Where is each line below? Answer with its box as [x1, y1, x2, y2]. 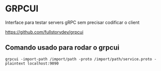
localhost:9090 [27, 61, 59, 66]
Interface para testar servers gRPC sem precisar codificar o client [5, 19, 140, 25]
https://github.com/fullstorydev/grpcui [5, 29, 83, 35]
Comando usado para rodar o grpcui [5, 43, 120, 52]
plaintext [5, 61, 26, 66]
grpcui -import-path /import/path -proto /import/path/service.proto [5, 57, 153, 62]
